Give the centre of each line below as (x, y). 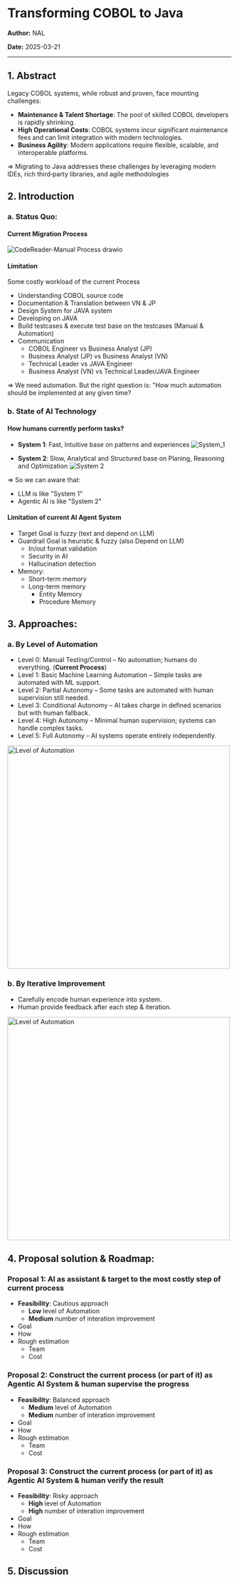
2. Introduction (41, 197)
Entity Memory (60, 594)
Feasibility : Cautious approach (63, 1303)
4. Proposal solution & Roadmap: (81, 1259)
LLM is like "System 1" (50, 494)
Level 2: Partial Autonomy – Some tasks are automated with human (116, 690)
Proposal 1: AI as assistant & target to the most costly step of (114, 1279)
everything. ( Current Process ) (62, 667)
